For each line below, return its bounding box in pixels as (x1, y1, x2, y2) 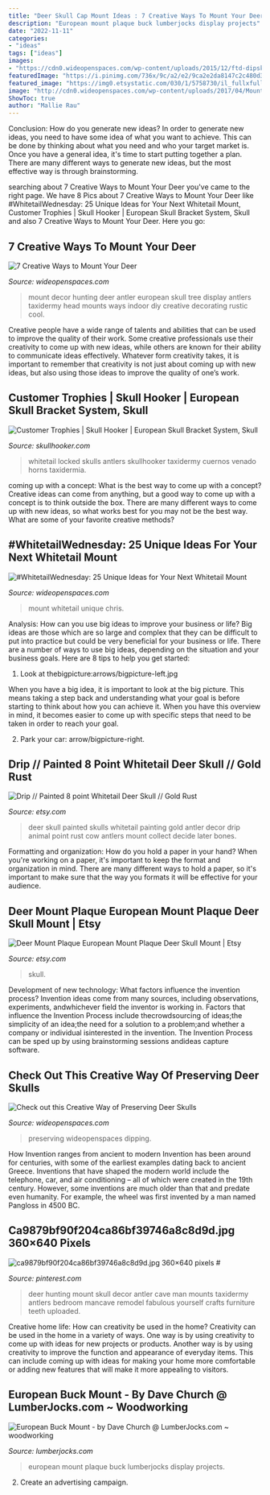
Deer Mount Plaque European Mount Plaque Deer (8, 904, 260, 918)
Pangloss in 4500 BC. (8, 1201, 80, 1210)
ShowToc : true (8, 94, 56, 102)
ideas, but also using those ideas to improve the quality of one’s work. (8, 367, 239, 377)
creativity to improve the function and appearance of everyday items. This (8, 1347, 254, 1357)
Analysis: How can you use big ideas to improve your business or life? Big (8, 619, 252, 628)
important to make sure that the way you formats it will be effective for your (8, 872, 258, 882)
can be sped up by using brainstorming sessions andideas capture (8, 1037, 229, 1046)
